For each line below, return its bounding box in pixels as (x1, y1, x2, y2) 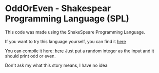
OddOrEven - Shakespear (5, 3, 111, 14)
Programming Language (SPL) (5, 13, 129, 24)
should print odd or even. (5, 53, 56, 58)
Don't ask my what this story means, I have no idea (5, 62, 108, 68)
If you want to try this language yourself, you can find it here (5, 38, 126, 44)
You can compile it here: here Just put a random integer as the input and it (5, 48, 155, 54)
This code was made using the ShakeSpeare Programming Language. (5, 29, 145, 35)
